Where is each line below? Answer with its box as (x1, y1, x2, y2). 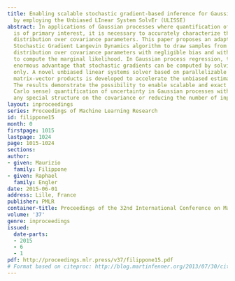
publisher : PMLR (7, 198, 55, 206)
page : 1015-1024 (7, 140, 55, 147)
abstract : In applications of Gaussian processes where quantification (7, 23, 220, 30)
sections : (7, 146, 36, 153)
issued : (7, 224, 30, 231)
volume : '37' (7, 211, 45, 218)
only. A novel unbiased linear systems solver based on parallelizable (13, 68, 227, 75)
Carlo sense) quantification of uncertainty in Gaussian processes (13, 88, 215, 95)
